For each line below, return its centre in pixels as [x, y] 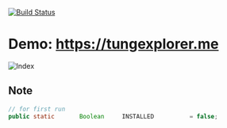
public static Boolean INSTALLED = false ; [113, 116]
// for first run [37, 109]
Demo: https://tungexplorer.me [113, 44]
